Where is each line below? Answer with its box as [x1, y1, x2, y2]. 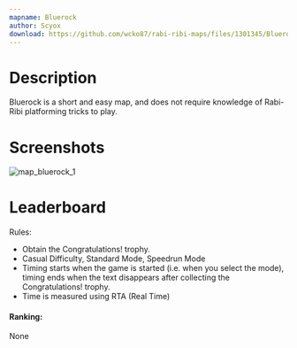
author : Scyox [9, 21, 62, 30]
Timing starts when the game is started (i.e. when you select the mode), [21, 263, 285, 274]
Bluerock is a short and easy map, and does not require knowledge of [9, 97, 263, 107]
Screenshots [9, 137, 105, 158]
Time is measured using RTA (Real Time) [21, 291, 171, 302]
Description [9, 67, 97, 88]
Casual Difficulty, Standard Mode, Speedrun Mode [21, 253, 206, 264]
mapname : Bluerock [9, 12, 77, 22]
